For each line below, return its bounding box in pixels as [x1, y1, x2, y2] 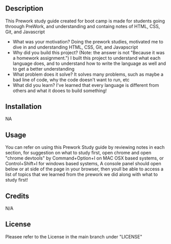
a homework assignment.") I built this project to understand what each [12, 55, 161, 61]
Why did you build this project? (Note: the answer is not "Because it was [12, 49, 165, 55]
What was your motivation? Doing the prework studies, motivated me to [12, 38, 163, 45]
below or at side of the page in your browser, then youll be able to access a [5, 166, 164, 172]
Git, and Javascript [5, 29, 45, 35]
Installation [5, 102, 42, 111]
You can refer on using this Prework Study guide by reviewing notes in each [5, 144, 165, 150]
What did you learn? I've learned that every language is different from [12, 82, 159, 88]
